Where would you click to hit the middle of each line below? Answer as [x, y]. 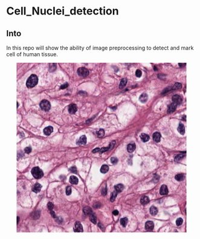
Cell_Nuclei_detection [63, 11]
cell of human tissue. [32, 54]
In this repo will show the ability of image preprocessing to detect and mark [100, 48]
